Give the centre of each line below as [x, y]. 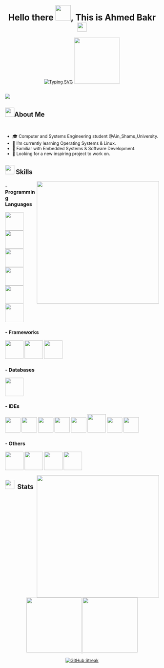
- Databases [20, 370]
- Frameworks [22, 333]
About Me [30, 115]
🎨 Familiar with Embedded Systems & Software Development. [74, 148]
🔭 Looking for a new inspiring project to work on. [61, 154]
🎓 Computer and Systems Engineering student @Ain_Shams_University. [85, 136]
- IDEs [12, 406]
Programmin [20, 192]
